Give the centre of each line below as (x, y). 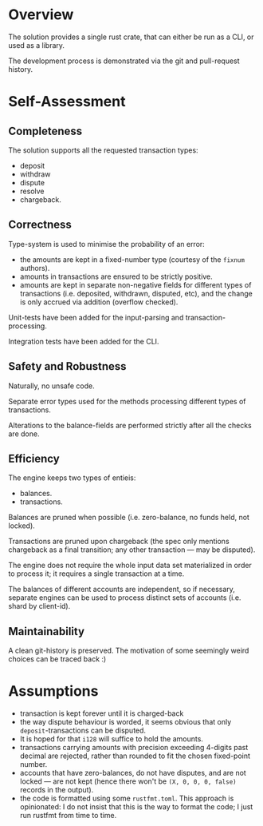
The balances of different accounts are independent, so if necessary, (122, 590)
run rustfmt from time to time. (68, 816)
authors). (35, 268)
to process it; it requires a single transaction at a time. (96, 574)
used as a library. (37, 45)
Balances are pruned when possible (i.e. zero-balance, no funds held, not (129, 518)
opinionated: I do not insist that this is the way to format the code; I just (136, 807)
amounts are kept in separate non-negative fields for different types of (135, 284)
